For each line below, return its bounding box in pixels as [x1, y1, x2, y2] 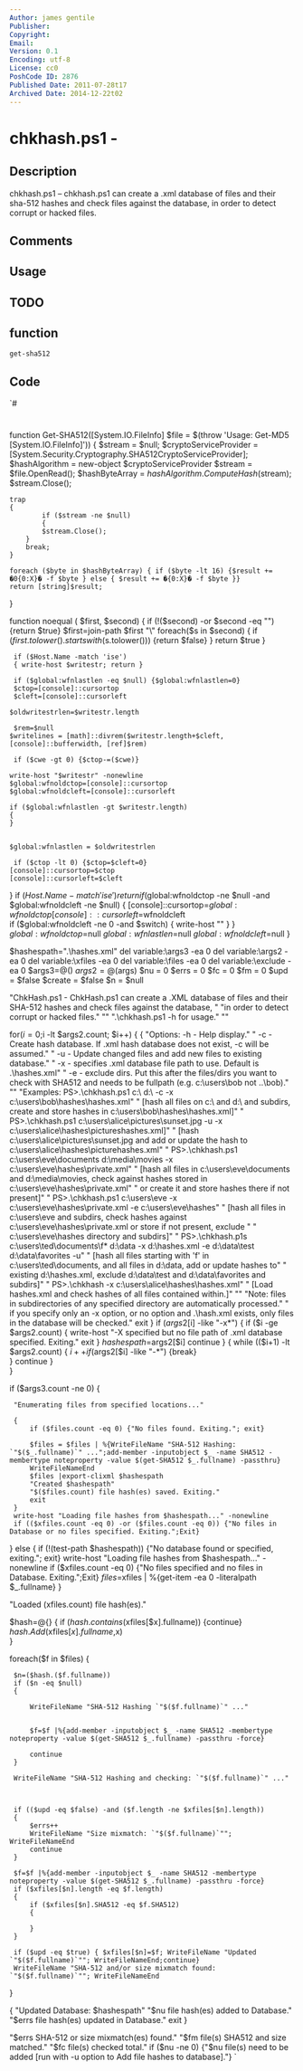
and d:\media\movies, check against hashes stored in [9, 1173, 208, 1184]
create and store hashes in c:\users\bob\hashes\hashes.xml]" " [9, 1106, 244, 1117]
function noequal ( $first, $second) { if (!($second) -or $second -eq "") [9, 616, 275, 627]
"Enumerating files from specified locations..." [13, 1401, 204, 1410]
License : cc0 [9, 64, 59, 73]
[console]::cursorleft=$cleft [9, 874, 124, 883]
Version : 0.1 [9, 47, 59, 56]
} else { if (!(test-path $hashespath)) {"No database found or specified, [9, 1544, 274, 1554]
